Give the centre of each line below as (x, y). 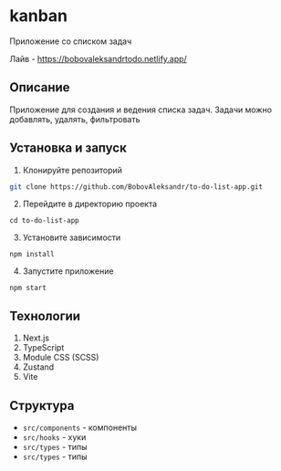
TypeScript (43, 348)
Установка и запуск (68, 148)
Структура (42, 406)
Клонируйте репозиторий (73, 170)
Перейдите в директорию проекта (90, 204)
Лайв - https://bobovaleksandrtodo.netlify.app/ (98, 58)
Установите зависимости (72, 237)
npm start (28, 288)
